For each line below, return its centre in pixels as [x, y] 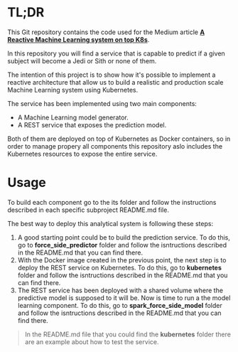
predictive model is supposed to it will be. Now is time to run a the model [124, 298]
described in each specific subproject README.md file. [88, 210]
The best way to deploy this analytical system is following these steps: [110, 223]
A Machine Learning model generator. [73, 117]
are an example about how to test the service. [92, 341]
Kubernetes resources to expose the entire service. [82, 154]
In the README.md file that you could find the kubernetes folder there [128, 334]
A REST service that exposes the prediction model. [92, 124]
